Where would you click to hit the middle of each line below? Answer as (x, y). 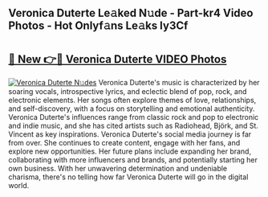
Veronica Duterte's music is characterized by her (179, 82)
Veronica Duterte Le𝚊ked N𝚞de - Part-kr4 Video (131, 13)
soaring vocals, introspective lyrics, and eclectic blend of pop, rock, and (128, 91)
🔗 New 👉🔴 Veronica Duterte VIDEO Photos (118, 59)
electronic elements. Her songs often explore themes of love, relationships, (132, 100)
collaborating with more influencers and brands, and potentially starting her (133, 160)
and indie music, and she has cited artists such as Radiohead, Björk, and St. (134, 125)
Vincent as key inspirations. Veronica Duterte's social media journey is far (130, 134)
